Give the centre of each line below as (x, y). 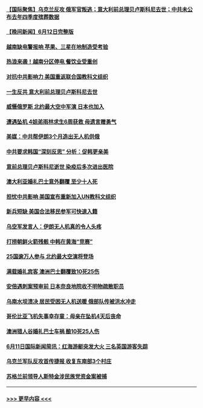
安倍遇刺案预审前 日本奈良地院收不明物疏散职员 (65, 286)
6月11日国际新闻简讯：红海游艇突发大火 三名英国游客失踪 (77, 346)
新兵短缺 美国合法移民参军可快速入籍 (52, 211)
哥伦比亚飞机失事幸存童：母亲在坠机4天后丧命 (64, 316)
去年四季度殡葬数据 (35, 17)
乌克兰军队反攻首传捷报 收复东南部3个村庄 (59, 361)
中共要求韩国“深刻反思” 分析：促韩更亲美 (57, 151)
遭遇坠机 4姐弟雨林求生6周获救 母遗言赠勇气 (61, 122)
